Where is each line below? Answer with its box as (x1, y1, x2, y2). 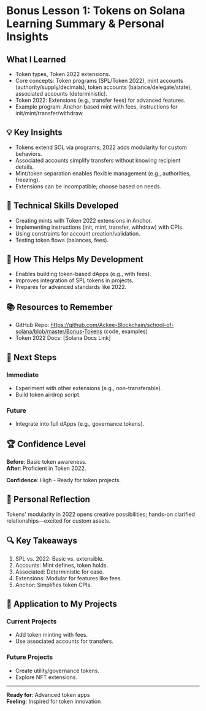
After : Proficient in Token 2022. (6, 464, 86, 472)
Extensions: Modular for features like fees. (15, 574, 123, 582)
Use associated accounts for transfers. (15, 637, 114, 645)
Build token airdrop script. (15, 391, 81, 398)
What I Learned (6, 54, 66, 64)
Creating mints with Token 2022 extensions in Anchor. (15, 217, 152, 224)
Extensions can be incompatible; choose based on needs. (15, 182, 162, 190)
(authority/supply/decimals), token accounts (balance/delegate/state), (15, 83, 192, 91)
